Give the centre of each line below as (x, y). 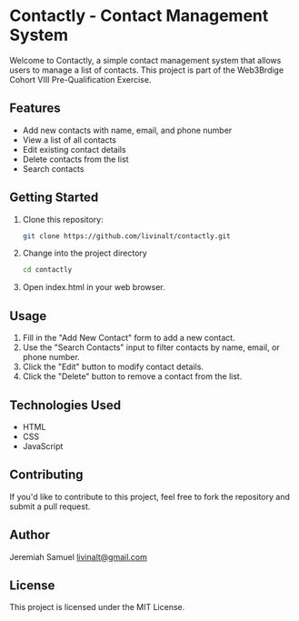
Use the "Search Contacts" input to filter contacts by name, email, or (151, 347)
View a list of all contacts (69, 140)
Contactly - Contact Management (139, 16)
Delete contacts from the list (75, 159)
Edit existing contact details (74, 149)
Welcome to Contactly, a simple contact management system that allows (145, 60)
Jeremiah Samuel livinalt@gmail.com (79, 556)
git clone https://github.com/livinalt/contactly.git (126, 236)
